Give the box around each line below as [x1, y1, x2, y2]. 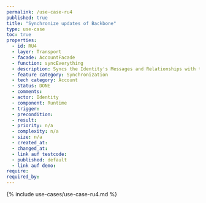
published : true [6, 15, 48, 21]
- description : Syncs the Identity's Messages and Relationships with [12, 65, 196, 72]
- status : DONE [12, 83, 51, 89]
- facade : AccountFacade [12, 54, 75, 61]
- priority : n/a [12, 123, 53, 129]
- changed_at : [12, 145, 48, 152]
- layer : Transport [12, 49, 62, 55]
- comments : [12, 89, 43, 95]
